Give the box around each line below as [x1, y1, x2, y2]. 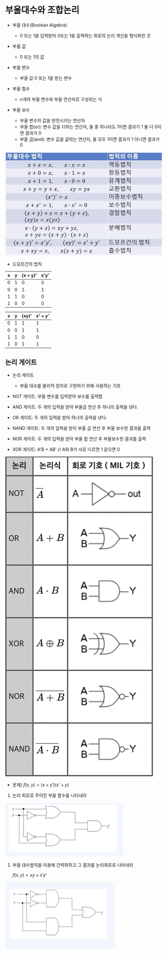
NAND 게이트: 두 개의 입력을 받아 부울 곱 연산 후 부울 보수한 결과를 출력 [12, 425, 151, 431]
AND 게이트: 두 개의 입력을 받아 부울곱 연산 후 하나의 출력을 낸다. [12, 404, 138, 410]
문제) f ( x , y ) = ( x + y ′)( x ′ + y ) [12, 782, 69, 788]
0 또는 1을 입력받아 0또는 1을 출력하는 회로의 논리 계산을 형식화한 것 [19, 32, 151, 38]
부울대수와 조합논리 [5, 4, 80, 16]
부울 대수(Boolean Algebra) [12, 22, 67, 28]
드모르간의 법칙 [12, 261, 42, 267]
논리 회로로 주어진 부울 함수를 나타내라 [12, 792, 87, 799]
